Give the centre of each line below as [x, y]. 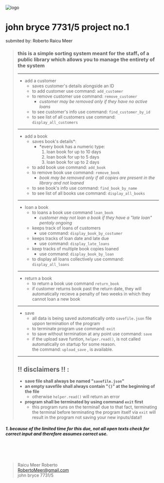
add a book [36, 136]
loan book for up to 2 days [73, 162]
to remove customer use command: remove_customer [85, 96]
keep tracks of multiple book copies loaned [75, 249]
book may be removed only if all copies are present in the [97, 178]
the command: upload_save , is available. [73, 349]
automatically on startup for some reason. [74, 344]
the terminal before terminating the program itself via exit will [94, 412]
